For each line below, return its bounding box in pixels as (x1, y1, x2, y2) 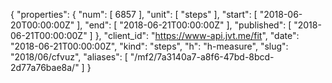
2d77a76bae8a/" (10, 62, 80, 73)
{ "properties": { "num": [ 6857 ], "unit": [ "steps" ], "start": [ (10, 9, 258, 20)
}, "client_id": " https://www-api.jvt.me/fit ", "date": (94, 30, 300, 41)
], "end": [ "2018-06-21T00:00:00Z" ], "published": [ (76, 19, 292, 31)
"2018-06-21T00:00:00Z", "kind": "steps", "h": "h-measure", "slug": (10, 40, 289, 52)
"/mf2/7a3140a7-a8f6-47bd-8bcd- (129, 51, 275, 63)
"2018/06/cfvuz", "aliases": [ (10, 51, 128, 63)
